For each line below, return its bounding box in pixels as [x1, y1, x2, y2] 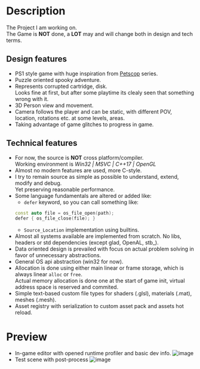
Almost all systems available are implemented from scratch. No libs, [14, 233, 182, 240]
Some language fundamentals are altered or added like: [14, 192, 152, 199]
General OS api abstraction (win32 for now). [14, 258, 124, 266]
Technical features [6, 138, 78, 148]
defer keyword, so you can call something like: [23, 199, 139, 206]
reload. [14, 309, 33, 316]
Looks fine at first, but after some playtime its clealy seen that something [14, 89, 194, 96]
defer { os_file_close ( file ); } [14, 215, 96, 222]
